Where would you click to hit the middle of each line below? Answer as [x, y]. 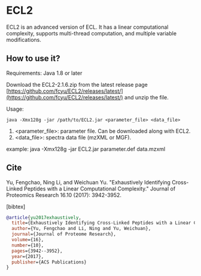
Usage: [15, 109]
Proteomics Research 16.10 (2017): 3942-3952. [64, 195]
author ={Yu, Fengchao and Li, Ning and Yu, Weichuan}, [81, 229]
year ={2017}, [28, 256]
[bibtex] [16, 207]
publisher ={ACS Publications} [49, 262]
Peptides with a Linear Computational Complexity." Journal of [100, 189]
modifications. [24, 40]
